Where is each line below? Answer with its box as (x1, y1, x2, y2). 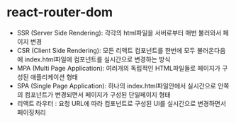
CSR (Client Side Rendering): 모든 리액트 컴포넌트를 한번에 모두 (16, 46, 196, 54)
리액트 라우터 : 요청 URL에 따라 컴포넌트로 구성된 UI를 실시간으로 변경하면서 (16, 99, 227, 107)
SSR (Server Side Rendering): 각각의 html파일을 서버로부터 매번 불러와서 (16, 28, 222, 37)
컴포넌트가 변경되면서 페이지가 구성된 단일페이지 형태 (24, 90, 171, 99)
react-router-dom (6, 4, 113, 20)
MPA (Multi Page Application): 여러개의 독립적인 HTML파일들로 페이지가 (16, 64, 221, 72)
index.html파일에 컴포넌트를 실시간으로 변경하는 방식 (24, 54, 171, 64)
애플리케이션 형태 (30, 72, 79, 81)
